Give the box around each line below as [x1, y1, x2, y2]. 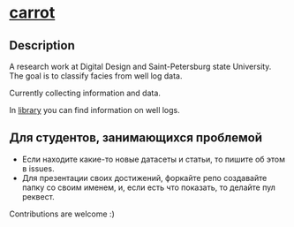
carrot [9, 3, 56, 23]
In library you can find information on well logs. [9, 105, 181, 115]
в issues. [21, 163, 55, 174]
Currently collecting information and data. [9, 87, 162, 98]
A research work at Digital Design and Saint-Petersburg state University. [9, 61, 272, 72]
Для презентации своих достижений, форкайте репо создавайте [21, 172, 268, 183]
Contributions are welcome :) [9, 208, 115, 219]
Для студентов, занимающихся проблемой [9, 131, 263, 146]
